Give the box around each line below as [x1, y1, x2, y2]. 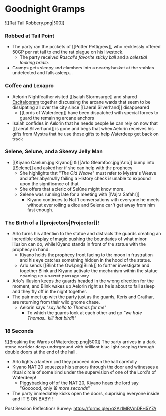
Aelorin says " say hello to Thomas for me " [19, 304, 107, 311]
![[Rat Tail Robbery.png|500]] [5, 20, 65, 26]
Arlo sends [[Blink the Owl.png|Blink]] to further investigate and [19, 262, 150, 269]
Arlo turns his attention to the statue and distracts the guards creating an [12, 231, 161, 237]
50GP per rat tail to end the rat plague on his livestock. [12, 49, 124, 55]
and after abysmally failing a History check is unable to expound [19, 175, 151, 181]
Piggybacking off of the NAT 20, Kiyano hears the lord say [19, 380, 139, 386]
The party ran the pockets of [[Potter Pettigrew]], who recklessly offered [12, 44, 161, 50]
